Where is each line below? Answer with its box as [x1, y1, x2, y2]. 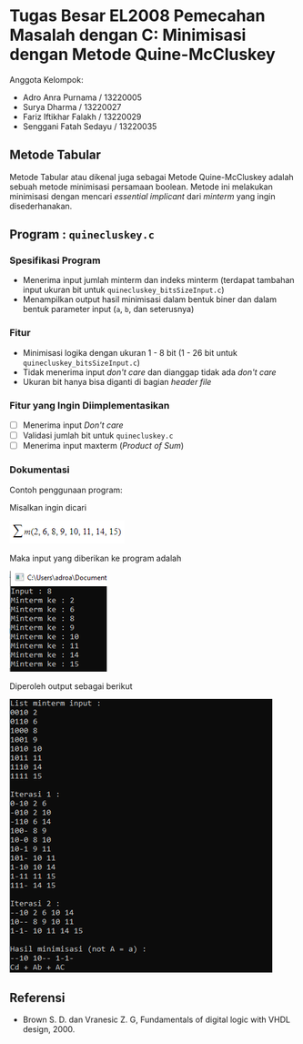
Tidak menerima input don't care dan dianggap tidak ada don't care [22, 366, 277, 378]
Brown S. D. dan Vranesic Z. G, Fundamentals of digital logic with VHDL [22, 1014, 291, 1025]
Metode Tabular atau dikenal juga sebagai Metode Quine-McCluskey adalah [9, 171, 294, 182]
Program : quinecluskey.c [9, 227, 155, 242]
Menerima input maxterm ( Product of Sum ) [22, 441, 185, 451]
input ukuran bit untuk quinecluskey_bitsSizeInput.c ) [22, 284, 225, 296]
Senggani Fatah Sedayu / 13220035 [22, 120, 157, 132]
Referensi [9, 989, 66, 1006]
